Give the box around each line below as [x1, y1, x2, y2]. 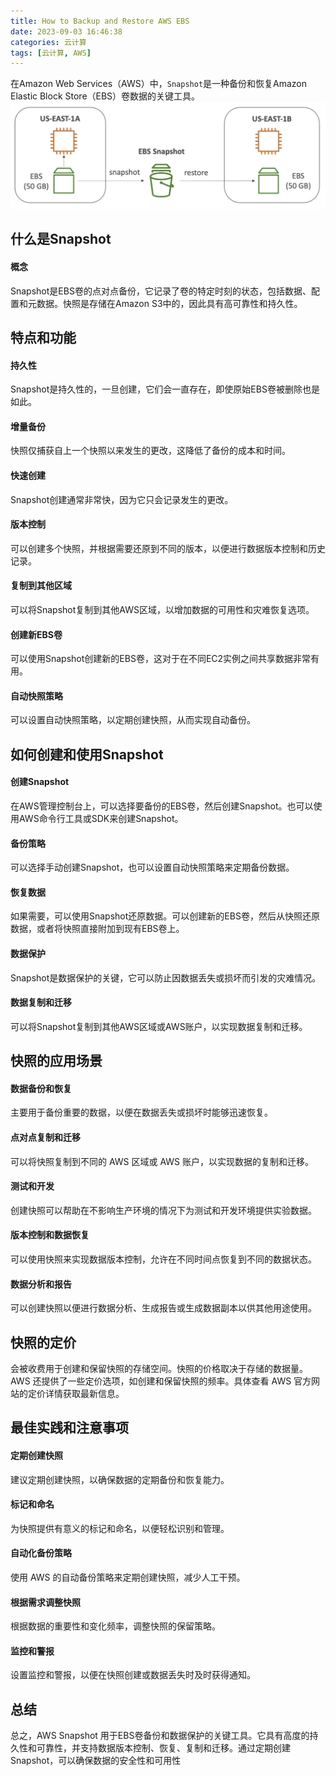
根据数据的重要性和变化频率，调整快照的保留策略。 [10, 1620, 221, 1632]
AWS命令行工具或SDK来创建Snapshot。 [18, 813, 184, 825]
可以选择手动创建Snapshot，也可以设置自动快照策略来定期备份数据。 [10, 861, 295, 874]
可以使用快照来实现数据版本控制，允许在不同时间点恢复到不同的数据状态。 [10, 1253, 317, 1265]
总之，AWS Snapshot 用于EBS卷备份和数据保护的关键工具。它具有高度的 [10, 1730, 310, 1742]
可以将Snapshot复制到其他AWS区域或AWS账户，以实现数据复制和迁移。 [10, 1020, 308, 1032]
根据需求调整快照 [10, 1596, 81, 1608]
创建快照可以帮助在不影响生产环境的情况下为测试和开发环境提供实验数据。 [10, 1204, 317, 1216]
